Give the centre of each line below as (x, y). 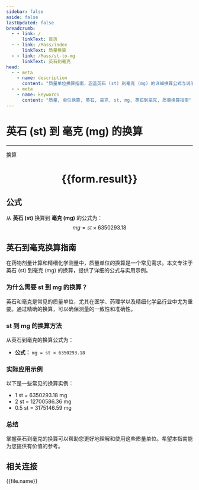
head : (13, 67)
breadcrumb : (21, 28)
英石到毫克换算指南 (41, 247)
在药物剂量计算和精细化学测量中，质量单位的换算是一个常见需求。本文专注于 (99, 263)
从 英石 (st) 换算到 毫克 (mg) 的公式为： (54, 218)
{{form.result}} (99, 179)
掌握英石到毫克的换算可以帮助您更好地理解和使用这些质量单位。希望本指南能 (99, 438)
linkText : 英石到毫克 (46, 61)
